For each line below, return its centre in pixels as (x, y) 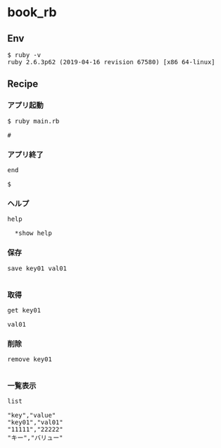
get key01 (24, 310)
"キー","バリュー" (35, 438)
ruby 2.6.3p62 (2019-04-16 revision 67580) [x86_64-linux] (112, 62)
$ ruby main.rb (33, 121)
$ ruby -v (24, 55)
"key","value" (32, 416)
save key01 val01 (37, 268)
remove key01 (30, 359)
